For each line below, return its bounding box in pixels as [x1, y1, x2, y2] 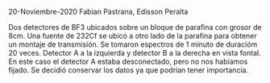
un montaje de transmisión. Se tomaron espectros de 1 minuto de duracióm [8, 39, 258, 49]
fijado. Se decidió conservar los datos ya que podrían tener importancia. [8, 65, 248, 75]
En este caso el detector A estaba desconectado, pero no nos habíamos [8, 56, 248, 66]
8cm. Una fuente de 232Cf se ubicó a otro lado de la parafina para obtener [8, 31, 258, 40]
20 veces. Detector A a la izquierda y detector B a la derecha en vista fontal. [8, 48, 261, 57]
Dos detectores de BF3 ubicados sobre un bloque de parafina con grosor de [8, 23, 262, 31]
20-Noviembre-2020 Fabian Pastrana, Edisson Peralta [8, 7, 189, 16]
